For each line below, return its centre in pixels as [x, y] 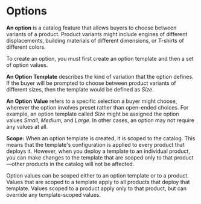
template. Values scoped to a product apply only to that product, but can [97, 188]
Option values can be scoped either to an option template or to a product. [97, 175]
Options [27, 11]
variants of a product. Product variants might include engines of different [97, 34]
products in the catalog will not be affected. [80, 164]
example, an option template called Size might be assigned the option [93, 114]
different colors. [26, 47]
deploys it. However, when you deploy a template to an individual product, [98, 151]
